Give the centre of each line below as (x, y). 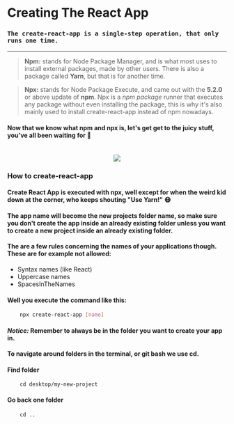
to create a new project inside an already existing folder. (90, 230)
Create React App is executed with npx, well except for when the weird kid (117, 192)
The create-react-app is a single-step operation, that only (113, 34)
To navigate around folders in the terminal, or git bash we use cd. (103, 354)
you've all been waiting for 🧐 (49, 135)
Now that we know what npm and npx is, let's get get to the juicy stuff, (111, 128)
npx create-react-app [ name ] (62, 315)
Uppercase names (44, 277)
